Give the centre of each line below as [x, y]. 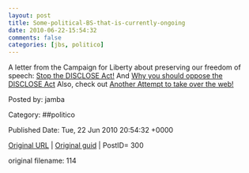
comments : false [35, 38]
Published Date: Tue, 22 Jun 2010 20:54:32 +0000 [91, 130]
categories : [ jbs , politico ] [56, 45]
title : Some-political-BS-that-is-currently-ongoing [97, 23]
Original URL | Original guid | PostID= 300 [76, 145]
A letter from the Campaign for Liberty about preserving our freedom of [124, 67]
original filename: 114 [42, 161]
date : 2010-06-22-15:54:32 [53, 30]
